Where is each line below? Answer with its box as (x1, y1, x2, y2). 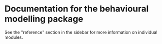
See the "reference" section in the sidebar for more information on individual (4, 29, 158, 35)
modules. (4, 34, 23, 40)
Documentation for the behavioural (4, 3, 149, 14)
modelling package (4, 13, 83, 24)
